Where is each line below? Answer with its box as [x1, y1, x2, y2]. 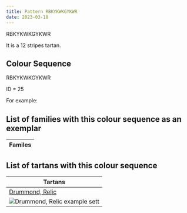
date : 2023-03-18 [6, 14, 49, 20]
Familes [9, 141, 32, 149]
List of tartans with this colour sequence [6, 160, 158, 171]
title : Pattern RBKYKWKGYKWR [6, 8, 78, 15]
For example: [6, 97, 38, 104]
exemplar [6, 123, 42, 133]
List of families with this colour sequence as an [6, 114, 182, 124]
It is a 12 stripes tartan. [6, 42, 61, 49]
